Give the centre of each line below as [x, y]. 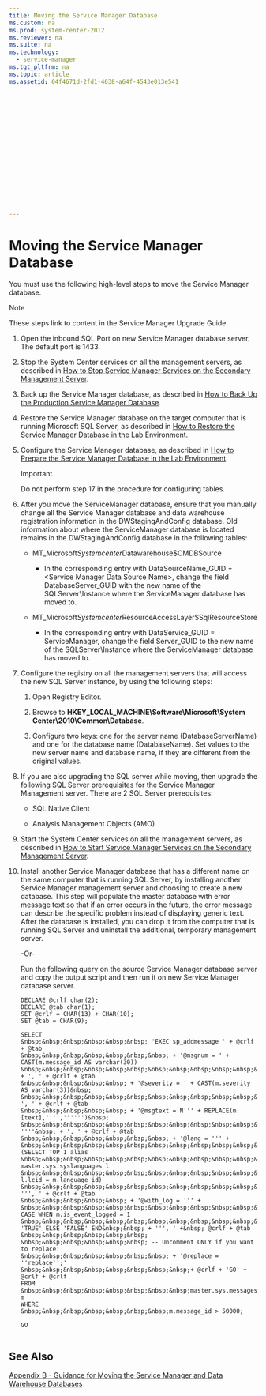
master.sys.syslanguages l [65, 1166]
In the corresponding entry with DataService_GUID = [129, 633]
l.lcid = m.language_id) [61, 1180]
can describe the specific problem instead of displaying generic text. [132, 913]
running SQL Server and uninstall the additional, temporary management [138, 930]
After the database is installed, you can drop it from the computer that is [137, 922]
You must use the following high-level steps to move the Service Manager [129, 284]
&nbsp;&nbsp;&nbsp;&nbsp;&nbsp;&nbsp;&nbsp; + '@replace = [120, 1256]
